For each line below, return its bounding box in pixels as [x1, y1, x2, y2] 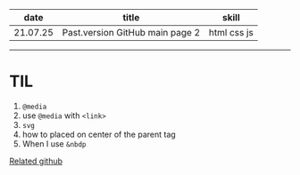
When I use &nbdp [21, 138, 87, 149]
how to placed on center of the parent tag [21, 129, 176, 139]
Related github [9, 155, 63, 166]
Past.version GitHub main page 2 [62, 27, 201, 38]
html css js [208, 27, 254, 38]
